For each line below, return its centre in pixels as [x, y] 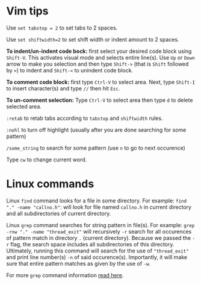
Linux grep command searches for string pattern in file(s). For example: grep [100, 225]
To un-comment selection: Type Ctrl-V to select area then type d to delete [100, 100]
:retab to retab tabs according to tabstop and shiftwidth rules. [85, 118]
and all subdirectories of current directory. [59, 213]
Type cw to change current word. [47, 159]
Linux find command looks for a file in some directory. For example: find [97, 201]
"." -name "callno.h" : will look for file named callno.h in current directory [99, 207]
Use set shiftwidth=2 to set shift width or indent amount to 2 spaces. [93, 39]
